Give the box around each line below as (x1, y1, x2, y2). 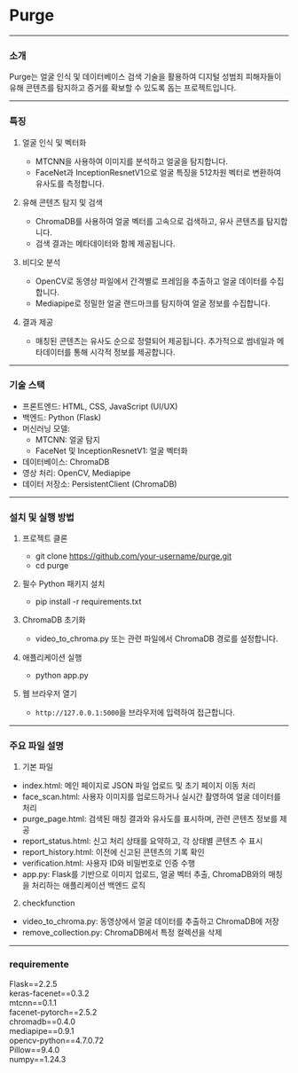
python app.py (35, 670, 89, 681)
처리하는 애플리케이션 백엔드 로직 (31, 880, 146, 891)
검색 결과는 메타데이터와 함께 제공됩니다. (35, 238, 176, 248)
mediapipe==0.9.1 (9, 1025, 74, 1036)
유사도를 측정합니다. (35, 178, 105, 189)
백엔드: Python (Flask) (21, 411, 102, 422)
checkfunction (21, 897, 75, 909)
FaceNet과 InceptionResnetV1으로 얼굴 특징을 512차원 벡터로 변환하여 (35, 167, 281, 177)
